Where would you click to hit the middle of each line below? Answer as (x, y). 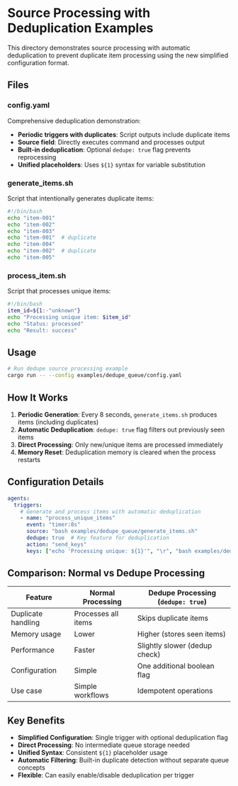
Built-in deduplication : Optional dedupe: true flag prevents (104, 150)
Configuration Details (56, 482)
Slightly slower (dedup (175, 646)
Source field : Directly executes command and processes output (111, 142)
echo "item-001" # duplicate (52, 238)
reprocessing (37, 157)
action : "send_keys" (56, 544)
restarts (29, 459)
